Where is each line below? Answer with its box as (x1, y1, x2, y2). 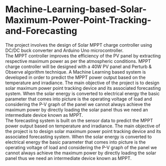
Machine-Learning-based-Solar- (5, 4, 147, 15)
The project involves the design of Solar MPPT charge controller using (5, 42, 152, 48)
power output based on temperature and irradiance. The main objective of (5, 123, 160, 129)
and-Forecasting (5, 25, 78, 37)
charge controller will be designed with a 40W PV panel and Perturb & (5, 63, 152, 70)
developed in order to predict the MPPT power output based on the (5, 74, 146, 80)
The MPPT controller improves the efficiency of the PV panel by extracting (5, 52, 161, 59)
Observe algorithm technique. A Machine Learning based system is (5, 69, 146, 75)
